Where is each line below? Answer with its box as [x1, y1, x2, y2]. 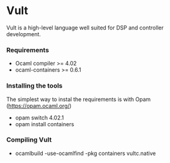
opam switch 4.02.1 [15, 114, 64, 121]
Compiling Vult [6, 135, 52, 144]
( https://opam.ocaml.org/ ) [6, 102, 72, 109]
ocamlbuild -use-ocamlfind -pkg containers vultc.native [15, 150, 156, 157]
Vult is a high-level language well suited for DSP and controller [6, 24, 164, 31]
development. [6, 30, 41, 37]
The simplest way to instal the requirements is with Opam [6, 96, 151, 103]
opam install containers [15, 120, 75, 127]
